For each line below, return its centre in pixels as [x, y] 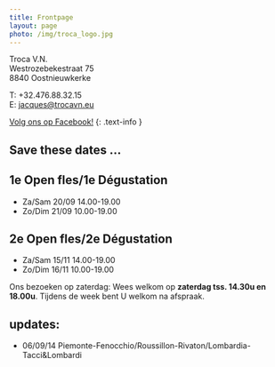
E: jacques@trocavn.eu [52, 105]
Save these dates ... [65, 150]
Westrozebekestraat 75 [52, 68]
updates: [35, 324]
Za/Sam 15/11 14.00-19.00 [69, 260]
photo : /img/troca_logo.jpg [61, 34]
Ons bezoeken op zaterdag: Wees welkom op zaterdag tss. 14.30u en [138, 287]
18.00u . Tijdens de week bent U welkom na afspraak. [107, 296]
